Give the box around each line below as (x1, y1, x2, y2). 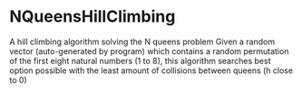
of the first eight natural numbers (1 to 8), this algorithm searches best (9, 55, 271, 66)
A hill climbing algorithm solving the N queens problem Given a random (9, 36, 275, 47)
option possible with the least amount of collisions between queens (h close (9, 65, 293, 76)
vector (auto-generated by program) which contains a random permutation (9, 45, 289, 56)
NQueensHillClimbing (9, 6, 176, 27)
